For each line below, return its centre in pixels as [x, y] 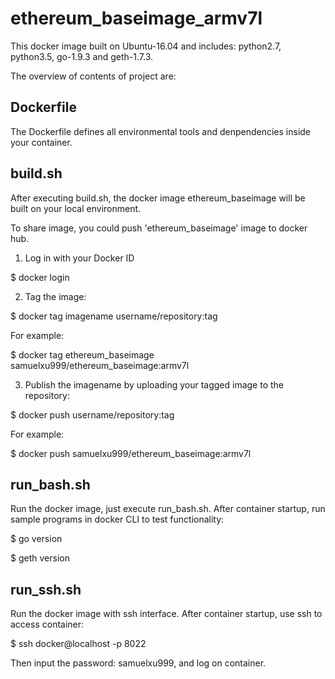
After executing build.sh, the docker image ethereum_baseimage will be [158, 198]
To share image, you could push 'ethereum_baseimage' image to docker [159, 228]
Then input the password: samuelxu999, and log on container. [138, 663]
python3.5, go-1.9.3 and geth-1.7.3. [81, 56]
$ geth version [40, 558]
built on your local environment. [76, 208]
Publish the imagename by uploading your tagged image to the [154, 384]
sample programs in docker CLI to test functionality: [117, 519]
